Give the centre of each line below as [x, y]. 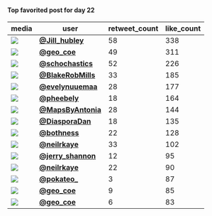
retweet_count [133, 28]
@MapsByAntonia [70, 110]
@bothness [59, 133]
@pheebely [59, 98]
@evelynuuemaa [68, 87]
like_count [183, 28]
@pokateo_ [58, 179]
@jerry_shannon [67, 156]
